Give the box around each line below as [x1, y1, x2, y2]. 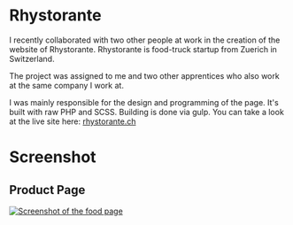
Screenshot [9, 147, 96, 167]
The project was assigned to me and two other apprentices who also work [9, 70, 281, 81]
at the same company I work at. [9, 80, 124, 90]
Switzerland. [9, 53, 55, 64]
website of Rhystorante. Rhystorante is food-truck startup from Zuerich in [9, 43, 277, 54]
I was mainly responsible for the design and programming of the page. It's [9, 97, 279, 107]
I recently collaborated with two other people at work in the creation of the [9, 35, 281, 45]
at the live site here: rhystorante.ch [9, 116, 136, 127]
